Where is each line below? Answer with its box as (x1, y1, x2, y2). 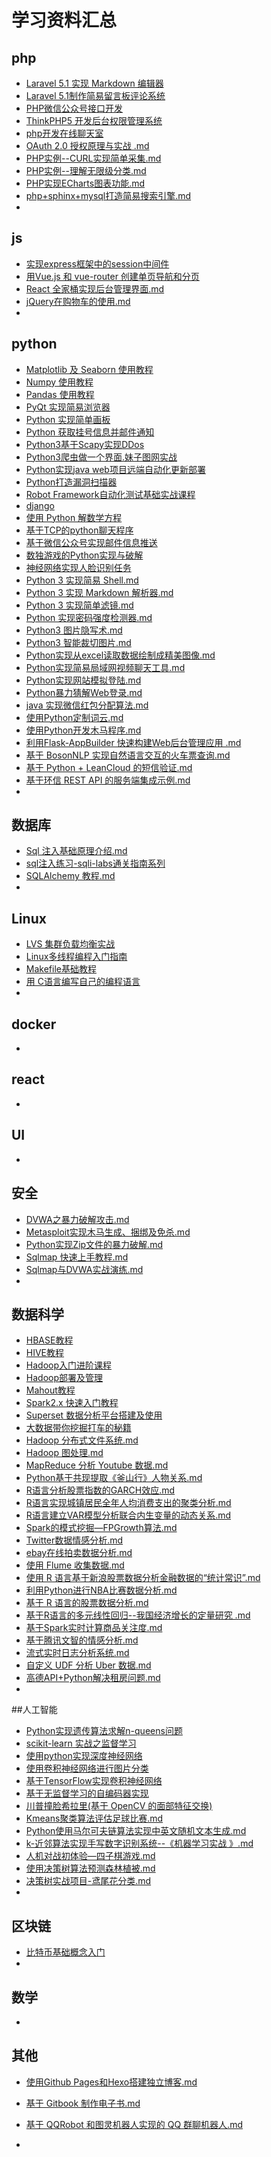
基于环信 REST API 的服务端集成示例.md (25, 774, 191, 786)
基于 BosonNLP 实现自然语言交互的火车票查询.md (25, 749, 231, 761)
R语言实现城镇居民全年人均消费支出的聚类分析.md (25, 1497, 232, 1509)
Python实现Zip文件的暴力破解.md (25, 1238, 163, 1250)
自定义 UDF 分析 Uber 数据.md (25, 1659, 152, 1671)
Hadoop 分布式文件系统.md (25, 1434, 139, 1446)
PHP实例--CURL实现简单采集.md (25, 152, 162, 164)
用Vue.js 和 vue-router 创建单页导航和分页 (25, 270, 200, 282)
